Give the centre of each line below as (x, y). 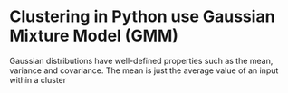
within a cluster (38, 79)
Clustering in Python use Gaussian (142, 17)
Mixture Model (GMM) (94, 36)
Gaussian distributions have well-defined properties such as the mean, (141, 60)
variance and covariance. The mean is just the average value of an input (144, 70)
